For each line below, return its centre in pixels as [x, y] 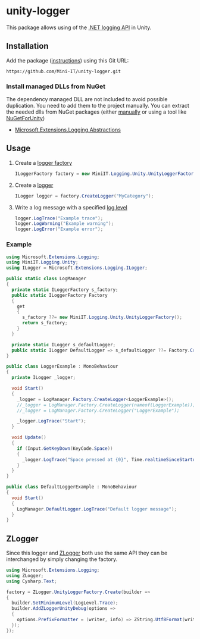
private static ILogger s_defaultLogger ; [64, 344]
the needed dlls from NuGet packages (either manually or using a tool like [96, 112]
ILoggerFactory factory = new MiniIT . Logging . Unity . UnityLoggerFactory [105, 174]
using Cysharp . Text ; [32, 581]
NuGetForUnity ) [26, 118]
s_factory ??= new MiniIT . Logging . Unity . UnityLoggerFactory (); [102, 317]
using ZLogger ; [25, 575]
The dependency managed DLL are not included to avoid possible [87, 99]
